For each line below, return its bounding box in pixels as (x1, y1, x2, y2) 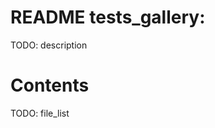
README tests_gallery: (10, 6, 206, 29)
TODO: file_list (10, 107, 70, 119)
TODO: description (10, 39, 88, 51)
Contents (10, 74, 90, 97)
